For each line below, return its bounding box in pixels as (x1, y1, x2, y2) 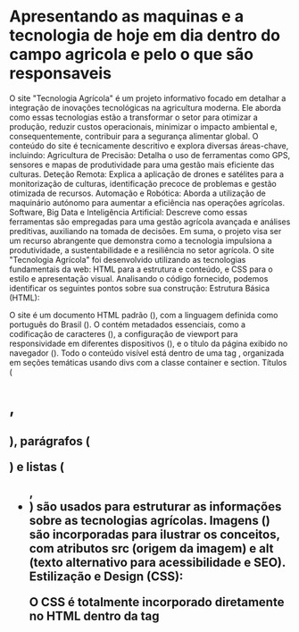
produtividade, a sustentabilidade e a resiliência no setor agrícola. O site (9, 244, 275, 256)
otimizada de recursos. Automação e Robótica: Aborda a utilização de (9, 188, 266, 198)
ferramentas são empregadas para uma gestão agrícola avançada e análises (9, 216, 291, 227)
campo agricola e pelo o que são (9, 45, 254, 64)
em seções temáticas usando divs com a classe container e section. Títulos (9, 357, 287, 367)
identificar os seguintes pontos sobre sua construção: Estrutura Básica (9, 282, 270, 293)
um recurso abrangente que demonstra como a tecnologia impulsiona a (9, 235, 272, 246)
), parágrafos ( (9, 434, 91, 449)
